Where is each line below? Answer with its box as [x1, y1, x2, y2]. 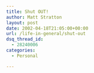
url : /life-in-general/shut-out [6, 31, 86, 37]
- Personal [11, 53, 38, 59]
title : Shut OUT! [6, 8, 49, 15]
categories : [6, 47, 35, 53]
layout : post [6, 20, 38, 26]
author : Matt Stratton [6, 14, 62, 20]
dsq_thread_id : [6, 36, 44, 42]
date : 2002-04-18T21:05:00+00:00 [6, 25, 89, 31]
